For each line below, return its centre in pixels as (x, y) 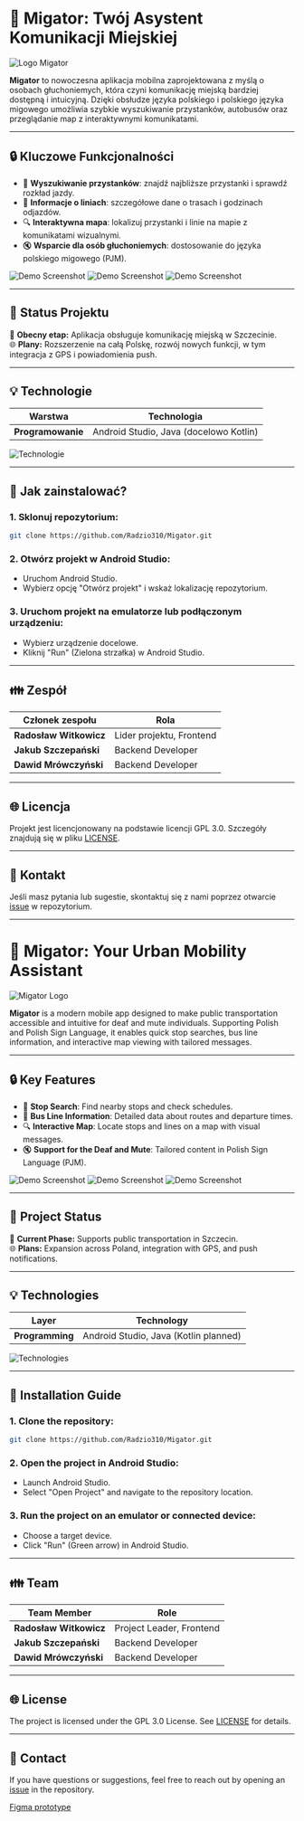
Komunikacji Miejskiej (94, 38)
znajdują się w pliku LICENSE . (65, 838)
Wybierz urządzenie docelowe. (80, 642)
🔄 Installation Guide (66, 1395)
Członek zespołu (59, 720)
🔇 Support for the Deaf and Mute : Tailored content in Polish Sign (145, 1149)
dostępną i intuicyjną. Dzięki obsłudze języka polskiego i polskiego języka (147, 100)
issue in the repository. (52, 1789)
